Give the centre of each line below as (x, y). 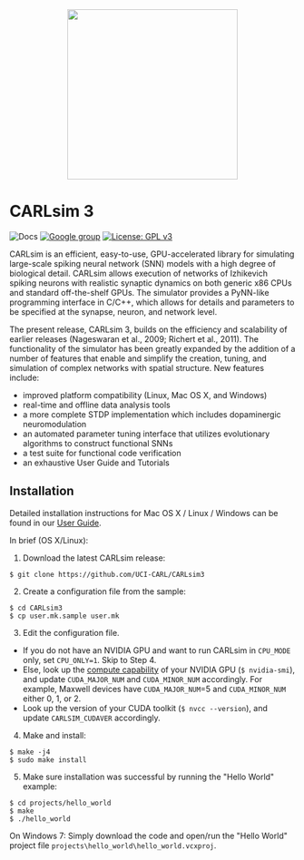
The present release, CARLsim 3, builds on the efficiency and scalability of (148, 329)
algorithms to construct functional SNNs (98, 443)
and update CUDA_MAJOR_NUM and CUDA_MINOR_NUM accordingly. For (142, 679)
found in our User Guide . (55, 523)
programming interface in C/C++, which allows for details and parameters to (152, 302)
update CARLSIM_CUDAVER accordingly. (91, 718)
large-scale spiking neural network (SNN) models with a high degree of (143, 263)
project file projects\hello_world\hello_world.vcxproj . (113, 845)
